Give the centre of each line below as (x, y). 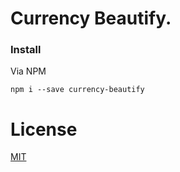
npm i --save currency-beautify (77, 90)
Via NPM (28, 71)
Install (26, 50)
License (44, 129)
